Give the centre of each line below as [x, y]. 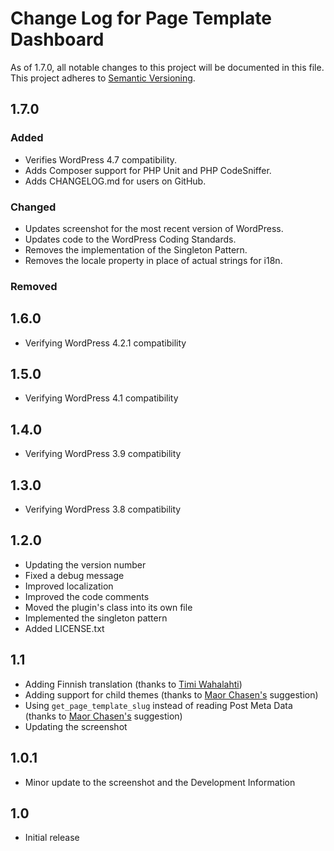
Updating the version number [85, 564]
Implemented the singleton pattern [96, 618]
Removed [34, 286]
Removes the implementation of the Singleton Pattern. [136, 249]
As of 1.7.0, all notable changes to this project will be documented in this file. [167, 67]
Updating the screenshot [76, 726]
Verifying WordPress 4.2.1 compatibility [105, 343]
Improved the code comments [87, 596]
